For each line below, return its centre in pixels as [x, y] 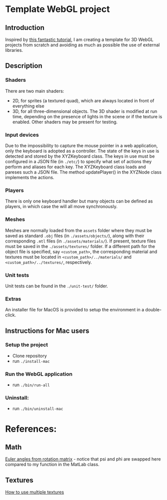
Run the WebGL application [39, 374]
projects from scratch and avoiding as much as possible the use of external [83, 45]
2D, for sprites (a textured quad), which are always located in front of [83, 100]
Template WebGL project [58, 9]
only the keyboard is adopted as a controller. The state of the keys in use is [82, 151]
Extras [13, 299]
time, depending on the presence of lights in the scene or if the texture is [87, 116]
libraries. [14, 50]
